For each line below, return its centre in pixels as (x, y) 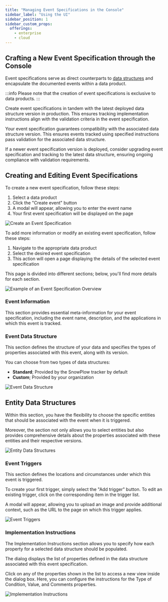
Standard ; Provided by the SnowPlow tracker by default (70, 372)
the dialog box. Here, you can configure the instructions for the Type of (78, 579)
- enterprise (28, 33)
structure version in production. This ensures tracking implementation (77, 113)
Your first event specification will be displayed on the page (73, 213)
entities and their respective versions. (44, 440)
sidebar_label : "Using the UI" (38, 15)
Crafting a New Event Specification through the (80, 58)
